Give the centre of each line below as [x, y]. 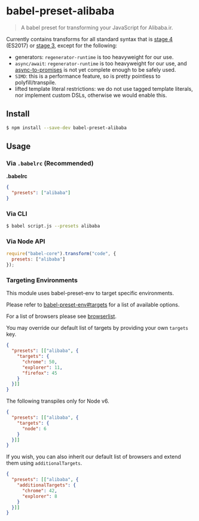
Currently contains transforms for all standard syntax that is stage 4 [90, 39]
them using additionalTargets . [44, 463]
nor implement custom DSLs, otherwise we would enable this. [91, 95]
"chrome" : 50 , [40, 362]
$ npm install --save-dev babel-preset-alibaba [67, 128]
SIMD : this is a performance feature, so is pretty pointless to [88, 76]
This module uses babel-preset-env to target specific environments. [90, 293]
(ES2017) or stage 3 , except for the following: [62, 45]
